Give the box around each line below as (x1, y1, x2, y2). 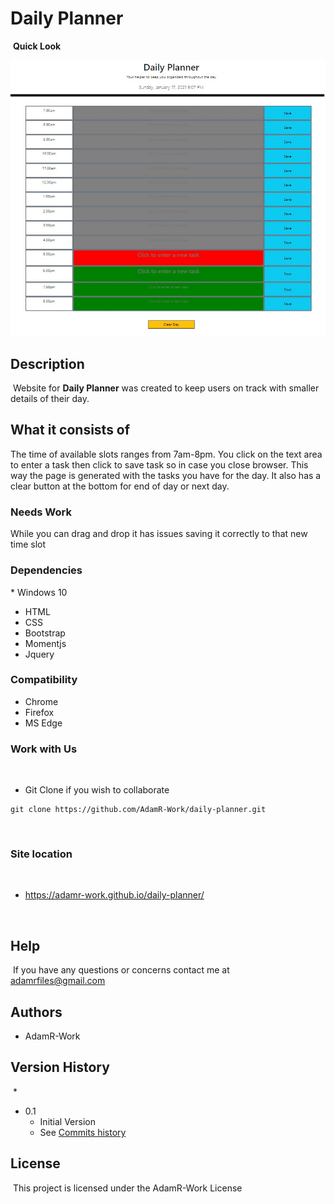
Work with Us (10, 742, 78, 756)
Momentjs (24, 637, 67, 649)
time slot (10, 538, 47, 551)
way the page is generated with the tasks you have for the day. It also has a (10, 469, 322, 481)
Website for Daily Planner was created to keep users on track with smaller (12, 382, 320, 394)
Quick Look (12, 40, 62, 52)
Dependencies (10, 563, 83, 577)
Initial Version (39, 1115, 97, 1127)
